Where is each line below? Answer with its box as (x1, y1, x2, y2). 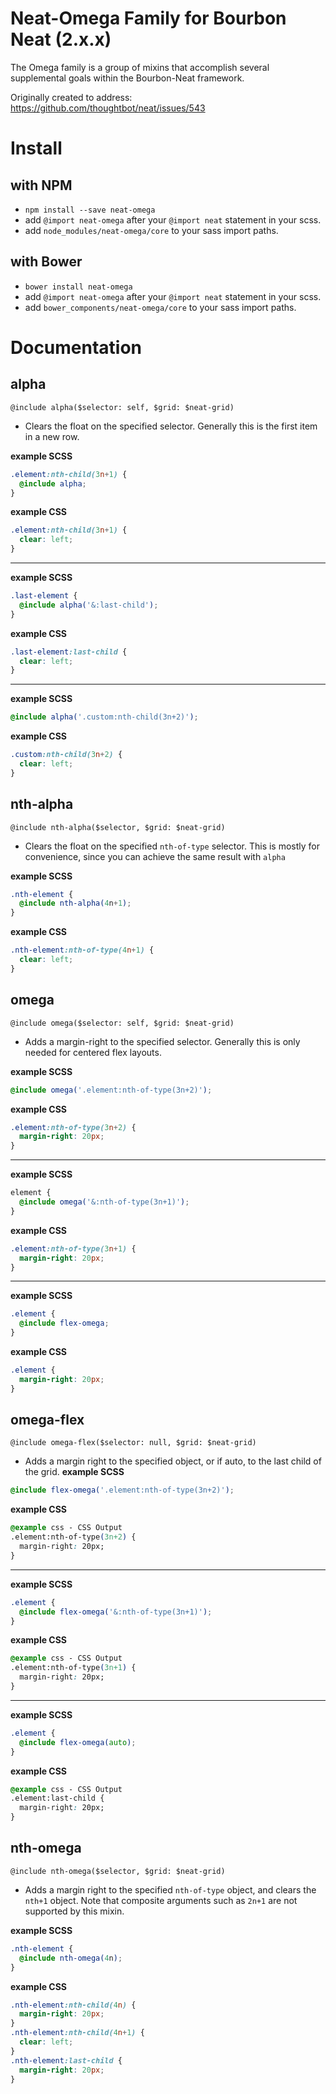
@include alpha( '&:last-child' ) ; (19, 600, 159, 610)
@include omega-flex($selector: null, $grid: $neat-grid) (10, 1438, 257, 1448)
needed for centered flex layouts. (24, 1046, 162, 1058)
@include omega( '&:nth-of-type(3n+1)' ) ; (19, 1197, 190, 1207)
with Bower (10, 253, 83, 271)
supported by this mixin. (24, 1905, 125, 1917)
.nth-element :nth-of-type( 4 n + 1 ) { (10, 945, 155, 956)
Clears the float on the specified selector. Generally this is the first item (24, 420, 318, 432)
